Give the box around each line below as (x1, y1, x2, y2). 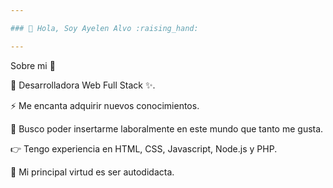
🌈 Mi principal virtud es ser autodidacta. (10, 166, 175, 178)
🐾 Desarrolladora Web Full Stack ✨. (10, 79, 156, 91)
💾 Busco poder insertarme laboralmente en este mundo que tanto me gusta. (10, 122, 324, 135)
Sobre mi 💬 (10, 59, 56, 71)
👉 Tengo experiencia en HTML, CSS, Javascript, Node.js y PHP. (10, 142, 278, 155)
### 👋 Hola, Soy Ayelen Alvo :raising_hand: (10, 23, 199, 33)
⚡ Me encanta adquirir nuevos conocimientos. (10, 99, 200, 111)
